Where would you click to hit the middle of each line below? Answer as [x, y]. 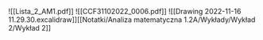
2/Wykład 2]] [30, 28]
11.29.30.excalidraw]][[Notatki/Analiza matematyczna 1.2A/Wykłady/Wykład [132, 20]
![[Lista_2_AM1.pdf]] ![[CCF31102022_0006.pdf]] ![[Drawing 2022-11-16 [125, 11]
